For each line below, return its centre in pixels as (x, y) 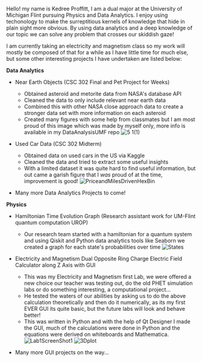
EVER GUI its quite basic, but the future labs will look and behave (105, 309)
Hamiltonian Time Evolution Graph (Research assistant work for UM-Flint (105, 216)
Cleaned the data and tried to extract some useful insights (96, 162)
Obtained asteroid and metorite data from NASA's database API (103, 94)
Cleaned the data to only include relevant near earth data (95, 100)
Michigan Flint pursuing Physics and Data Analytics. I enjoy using (87, 15)
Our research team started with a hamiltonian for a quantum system (108, 234)
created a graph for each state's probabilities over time (92, 247)
